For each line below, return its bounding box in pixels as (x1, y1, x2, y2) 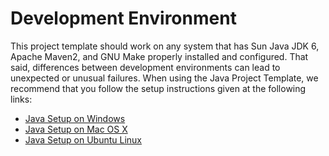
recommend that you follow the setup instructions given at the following (10, 82, 307, 94)
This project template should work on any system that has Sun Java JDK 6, (10, 40, 320, 52)
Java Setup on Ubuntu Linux (24, 133, 142, 146)
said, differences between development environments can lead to (10, 61, 281, 73)
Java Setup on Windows (24, 112, 126, 124)
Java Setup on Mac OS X (24, 123, 128, 135)
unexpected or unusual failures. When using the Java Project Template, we (10, 72, 319, 84)
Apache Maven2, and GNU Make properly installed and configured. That (10, 50, 309, 62)
